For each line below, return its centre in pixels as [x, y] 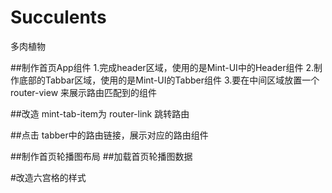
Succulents [58, 17]
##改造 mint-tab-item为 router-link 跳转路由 [100, 113]
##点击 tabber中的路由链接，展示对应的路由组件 [109, 135]
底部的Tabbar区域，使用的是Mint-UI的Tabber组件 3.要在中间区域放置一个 [169, 80]
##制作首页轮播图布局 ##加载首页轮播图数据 [101, 156]
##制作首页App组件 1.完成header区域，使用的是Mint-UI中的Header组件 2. [162, 67]
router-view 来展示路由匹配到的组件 [84, 92]
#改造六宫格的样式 [48, 177]
